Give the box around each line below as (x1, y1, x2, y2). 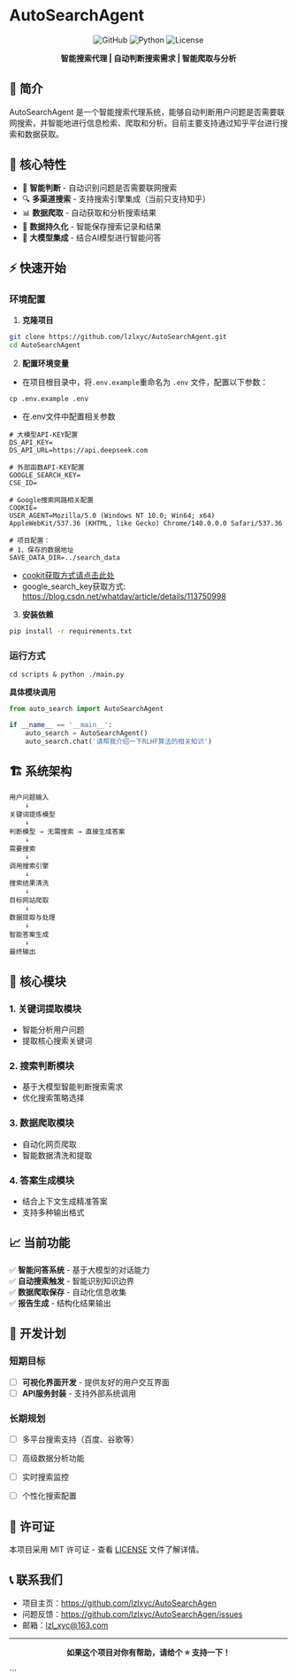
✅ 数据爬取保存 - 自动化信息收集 (9, 1286, 127, 1297)
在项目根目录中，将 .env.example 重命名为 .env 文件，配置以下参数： (21, 377, 269, 387)
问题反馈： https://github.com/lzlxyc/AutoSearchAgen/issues (21, 1608, 243, 1619)
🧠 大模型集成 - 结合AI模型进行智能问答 (21, 232, 162, 243)
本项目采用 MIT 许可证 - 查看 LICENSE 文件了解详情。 (9, 1545, 204, 1555)
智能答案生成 (9, 931, 49, 940)
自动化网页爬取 (21, 1139, 77, 1150)
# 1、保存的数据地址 (9, 546, 74, 554)
